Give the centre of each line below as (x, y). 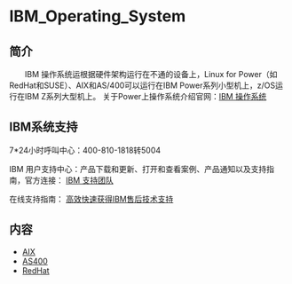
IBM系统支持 (43, 127)
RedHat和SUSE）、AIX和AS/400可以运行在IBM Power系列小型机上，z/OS (142, 85)
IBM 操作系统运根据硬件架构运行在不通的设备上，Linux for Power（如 (151, 74)
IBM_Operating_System (98, 16)
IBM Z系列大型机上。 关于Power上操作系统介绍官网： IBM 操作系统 (146, 96)
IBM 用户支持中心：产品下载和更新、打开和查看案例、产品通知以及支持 (138, 169)
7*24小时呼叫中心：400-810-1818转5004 (85, 150)
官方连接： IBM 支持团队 (69, 180)
